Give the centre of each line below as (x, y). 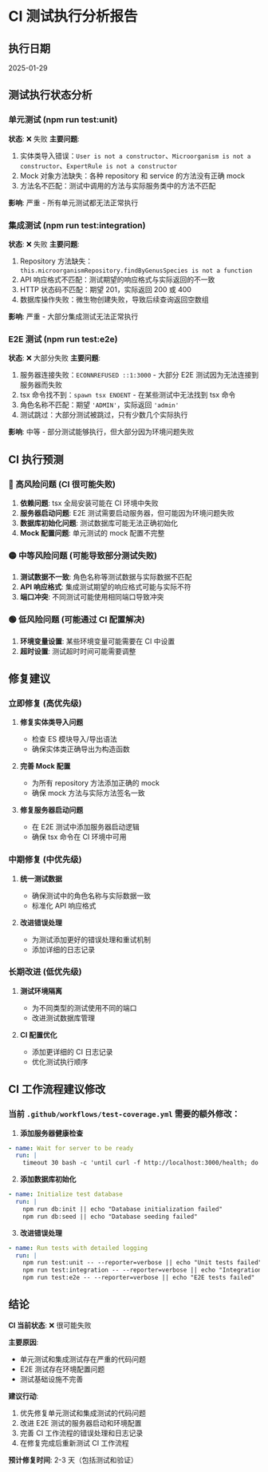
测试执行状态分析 (50, 95)
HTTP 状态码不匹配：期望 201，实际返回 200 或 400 (105, 289)
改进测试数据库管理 (63, 1018)
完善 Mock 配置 (45, 766)
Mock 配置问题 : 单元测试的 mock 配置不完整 (92, 532)
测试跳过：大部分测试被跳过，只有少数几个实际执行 (104, 415)
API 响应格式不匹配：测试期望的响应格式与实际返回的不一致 (117, 279)
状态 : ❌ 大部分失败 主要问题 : (55, 358)
